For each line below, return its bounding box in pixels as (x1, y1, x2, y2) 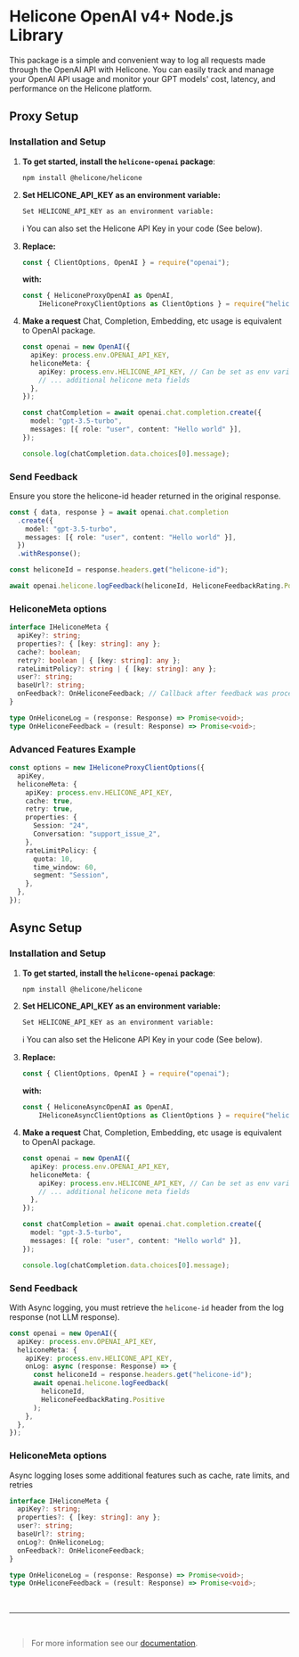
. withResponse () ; (17, 549, 82, 558)
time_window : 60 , (32, 862, 98, 871)
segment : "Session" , (32, 871, 109, 880)
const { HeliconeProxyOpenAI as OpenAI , (21, 292, 174, 301)
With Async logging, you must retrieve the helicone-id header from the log (9, 1302, 285, 1313)
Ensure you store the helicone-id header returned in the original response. (9, 491, 281, 501)
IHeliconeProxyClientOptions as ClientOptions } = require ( (38, 300, 266, 309)
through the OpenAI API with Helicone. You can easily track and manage (9, 64, 274, 75)
